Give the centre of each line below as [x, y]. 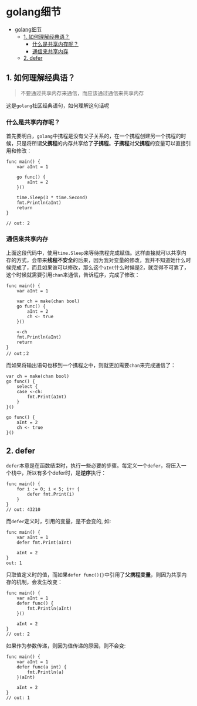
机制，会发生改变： [39, 582]
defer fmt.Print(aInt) [44, 543]
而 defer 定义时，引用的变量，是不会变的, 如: [59, 521]
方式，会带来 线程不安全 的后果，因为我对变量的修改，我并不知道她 [96, 260]
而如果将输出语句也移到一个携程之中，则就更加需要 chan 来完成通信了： [91, 365]
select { [27, 387]
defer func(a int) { [42, 667]
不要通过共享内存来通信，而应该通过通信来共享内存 [82, 93]
